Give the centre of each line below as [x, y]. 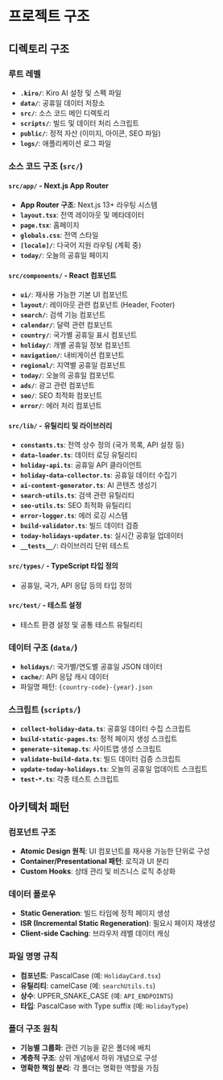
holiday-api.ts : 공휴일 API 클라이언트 [81, 465]
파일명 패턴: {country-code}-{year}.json [86, 687]
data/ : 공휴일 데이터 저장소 [62, 102]
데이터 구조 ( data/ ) [43, 648]
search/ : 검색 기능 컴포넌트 [63, 315]
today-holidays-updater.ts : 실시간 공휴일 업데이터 [101, 536]
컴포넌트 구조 [32, 832]
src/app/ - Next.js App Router [59, 186]
